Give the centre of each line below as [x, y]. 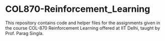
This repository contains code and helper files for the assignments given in [83, 23]
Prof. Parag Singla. [24, 33]
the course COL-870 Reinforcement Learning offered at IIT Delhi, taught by [83, 28]
